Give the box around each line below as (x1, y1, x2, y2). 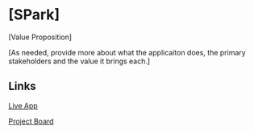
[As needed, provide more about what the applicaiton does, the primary (8, 47, 246, 57)
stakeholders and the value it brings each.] (8, 56, 151, 66)
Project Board (8, 116, 54, 126)
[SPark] (8, 6, 60, 24)
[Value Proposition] (8, 32, 73, 42)
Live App (8, 100, 38, 110)
